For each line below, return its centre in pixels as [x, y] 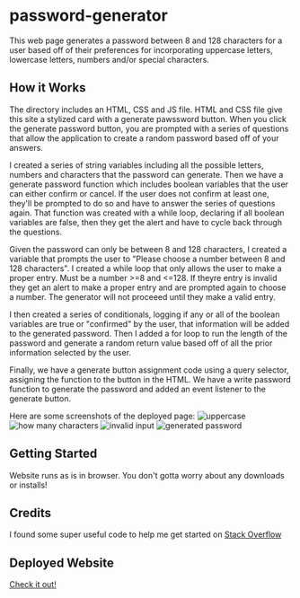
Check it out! [33, 585]
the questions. [36, 232]
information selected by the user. [71, 352]
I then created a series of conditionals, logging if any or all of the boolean [145, 314]
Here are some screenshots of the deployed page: [102, 416]
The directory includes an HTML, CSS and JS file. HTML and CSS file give [146, 110]
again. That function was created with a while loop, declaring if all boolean [147, 213]
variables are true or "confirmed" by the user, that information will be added [150, 323]
